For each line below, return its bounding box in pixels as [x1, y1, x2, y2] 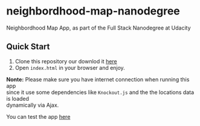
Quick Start [6, 42, 50, 52]
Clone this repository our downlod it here [15, 57, 118, 65]
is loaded [6, 95, 29, 102]
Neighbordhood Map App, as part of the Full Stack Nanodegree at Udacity [6, 24, 192, 31]
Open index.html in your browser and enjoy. [15, 64, 125, 71]
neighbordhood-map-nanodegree [6, 4, 180, 18]
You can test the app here [6, 113, 71, 120]
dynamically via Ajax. [6, 101, 59, 109]
